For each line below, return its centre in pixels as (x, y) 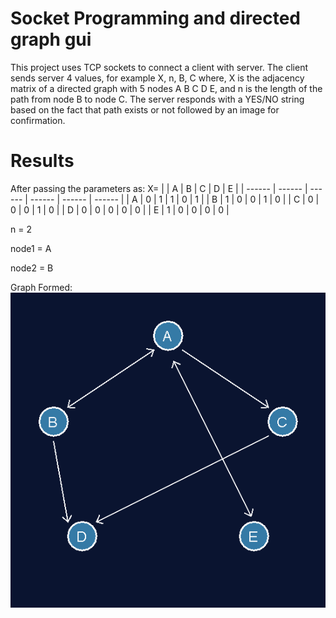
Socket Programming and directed (155, 18)
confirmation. (38, 120)
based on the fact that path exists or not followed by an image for (145, 109)
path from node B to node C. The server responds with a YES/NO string (157, 99)
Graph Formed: (41, 287)
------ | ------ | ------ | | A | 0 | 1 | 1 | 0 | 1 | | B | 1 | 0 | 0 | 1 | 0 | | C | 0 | (174, 199)
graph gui (51, 39)
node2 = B (32, 268)
